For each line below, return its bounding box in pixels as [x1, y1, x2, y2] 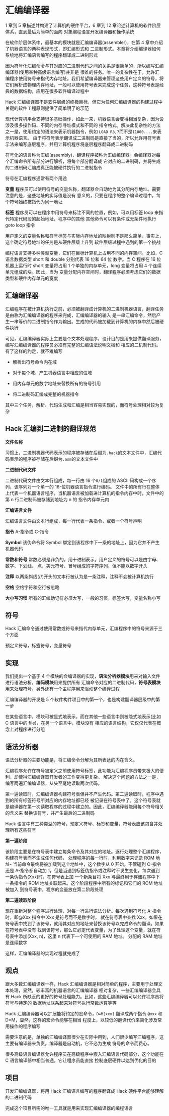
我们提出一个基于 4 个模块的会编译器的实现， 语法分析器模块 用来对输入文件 [5, 673, 160, 679]
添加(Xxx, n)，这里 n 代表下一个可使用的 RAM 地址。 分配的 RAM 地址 [18, 933, 162, 939]
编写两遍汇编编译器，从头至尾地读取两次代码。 [5, 780, 102, 786]
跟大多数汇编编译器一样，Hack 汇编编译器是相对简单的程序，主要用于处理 [5, 980, 158, 987]
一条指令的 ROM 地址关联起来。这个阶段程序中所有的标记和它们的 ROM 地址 [5, 880, 163, 886]
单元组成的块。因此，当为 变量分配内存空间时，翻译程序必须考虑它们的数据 [5, 269, 161, 275]
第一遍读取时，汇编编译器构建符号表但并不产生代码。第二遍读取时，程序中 [5, 791, 159, 797]
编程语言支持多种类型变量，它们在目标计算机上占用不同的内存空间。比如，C [5, 250, 163, 256]
